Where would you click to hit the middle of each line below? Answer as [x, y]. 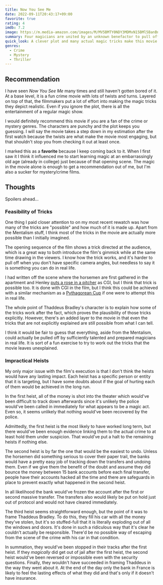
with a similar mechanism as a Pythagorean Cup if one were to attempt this [80, 293]
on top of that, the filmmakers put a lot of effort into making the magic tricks [81, 101]
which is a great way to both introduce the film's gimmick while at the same [81, 253]
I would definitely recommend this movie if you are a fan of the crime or [76, 121]
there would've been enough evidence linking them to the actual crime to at [81, 431]
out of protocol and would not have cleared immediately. [61, 502]
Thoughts [20, 187]
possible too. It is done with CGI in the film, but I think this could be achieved [81, 288]
